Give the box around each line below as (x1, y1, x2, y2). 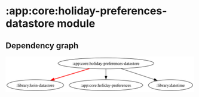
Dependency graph (5, 40, 79, 51)
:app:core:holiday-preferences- (5, 4, 167, 18)
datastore (5, 17, 55, 30)
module (57, 17, 96, 30)
